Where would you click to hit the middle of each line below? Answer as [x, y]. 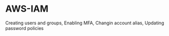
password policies [25, 28]
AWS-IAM [27, 9]
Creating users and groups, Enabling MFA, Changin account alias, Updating [85, 23]
